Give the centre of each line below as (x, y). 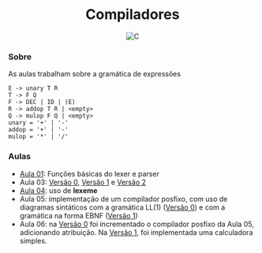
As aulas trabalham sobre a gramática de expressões (95, 74)
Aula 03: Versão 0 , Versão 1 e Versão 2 (83, 182)
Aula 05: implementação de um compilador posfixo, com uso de (124, 199)
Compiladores (133, 15)
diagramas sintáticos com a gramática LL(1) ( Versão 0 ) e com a (122, 207)
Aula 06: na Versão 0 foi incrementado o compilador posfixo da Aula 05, (137, 224)
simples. (33, 240)
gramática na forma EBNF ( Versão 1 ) (79, 215)
